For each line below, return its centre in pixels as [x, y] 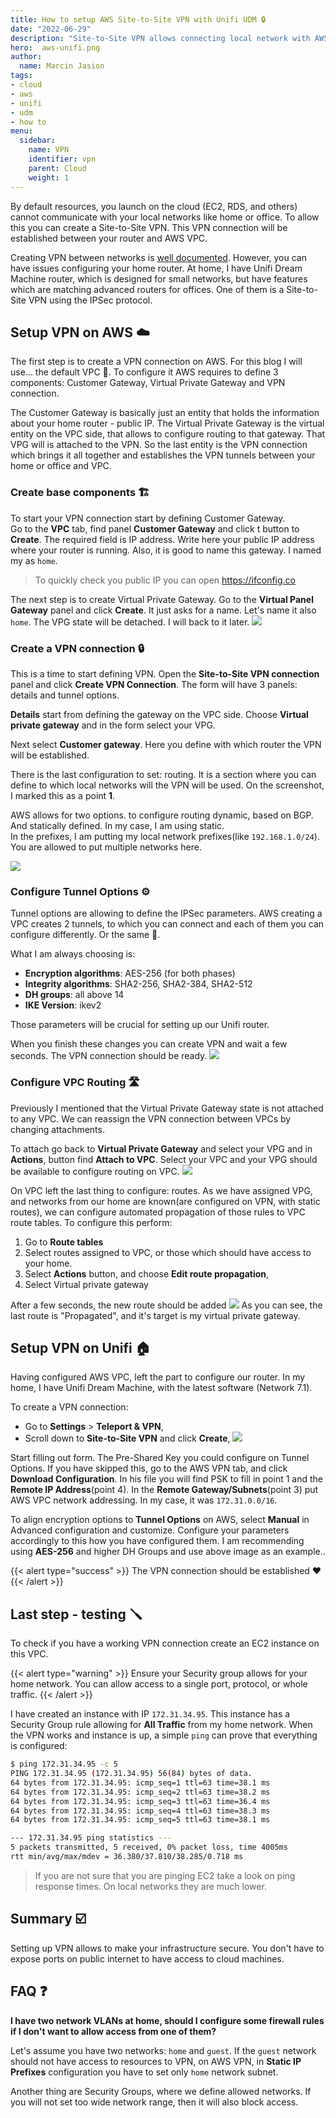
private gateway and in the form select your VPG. [113, 725]
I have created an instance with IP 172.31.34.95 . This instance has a [150, 1714]
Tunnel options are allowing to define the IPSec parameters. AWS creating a [166, 913]
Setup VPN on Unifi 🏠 [80, 1347]
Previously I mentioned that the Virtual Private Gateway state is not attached [167, 1108]
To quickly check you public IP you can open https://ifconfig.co [165, 580]
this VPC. [29, 1654]
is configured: [39, 1746]
